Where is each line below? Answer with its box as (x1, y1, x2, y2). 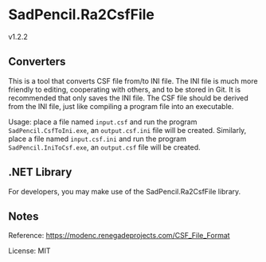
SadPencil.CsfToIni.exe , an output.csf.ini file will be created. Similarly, (8, 125, 247, 135)
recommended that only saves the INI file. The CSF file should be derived (8, 93, 248, 103)
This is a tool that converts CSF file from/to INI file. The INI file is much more (8, 76, 258, 85)
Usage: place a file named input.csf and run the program (8, 117, 198, 127)
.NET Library (8, 166, 72, 179)
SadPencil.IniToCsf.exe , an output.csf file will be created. (8, 142, 201, 152)
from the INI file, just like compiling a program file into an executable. (8, 101, 234, 111)
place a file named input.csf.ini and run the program (8, 134, 187, 143)
